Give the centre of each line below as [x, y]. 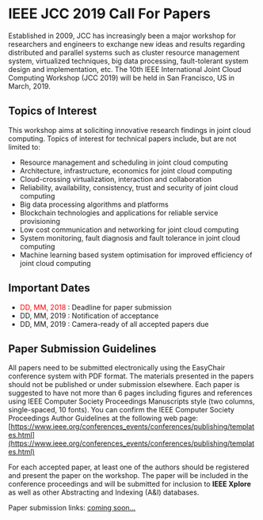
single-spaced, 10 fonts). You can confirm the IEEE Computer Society [122, 410]
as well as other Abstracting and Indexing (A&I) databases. [104, 492]
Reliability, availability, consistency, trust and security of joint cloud [129, 188]
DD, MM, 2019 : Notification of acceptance [89, 315]
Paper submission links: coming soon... [72, 508]
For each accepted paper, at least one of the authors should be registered [129, 467]
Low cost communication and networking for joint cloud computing [129, 230]
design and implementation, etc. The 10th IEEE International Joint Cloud [125, 69]
